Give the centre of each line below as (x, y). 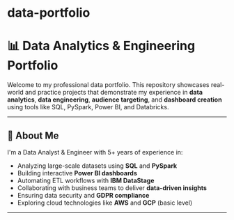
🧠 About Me (33, 135)
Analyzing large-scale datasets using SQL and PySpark (97, 166)
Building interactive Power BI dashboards (77, 173)
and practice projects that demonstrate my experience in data (114, 93)
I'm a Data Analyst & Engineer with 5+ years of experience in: (95, 152)
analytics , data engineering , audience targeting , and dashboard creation (115, 100)
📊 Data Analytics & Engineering (101, 46)
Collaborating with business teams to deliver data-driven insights (112, 188)
